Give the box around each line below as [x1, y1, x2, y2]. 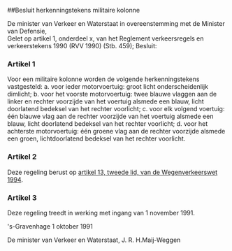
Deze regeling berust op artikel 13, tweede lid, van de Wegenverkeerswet [7, 168, 218, 176]
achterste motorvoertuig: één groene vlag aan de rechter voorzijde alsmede [7, 127, 226, 136]
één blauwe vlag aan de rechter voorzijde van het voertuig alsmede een [7, 112, 214, 121]
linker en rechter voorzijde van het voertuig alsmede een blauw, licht [7, 97, 204, 106]
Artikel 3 [7, 192, 37, 202]
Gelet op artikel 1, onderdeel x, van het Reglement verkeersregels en [7, 34, 204, 43]
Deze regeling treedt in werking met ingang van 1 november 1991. [7, 208, 196, 217]
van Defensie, [7, 27, 48, 35]
